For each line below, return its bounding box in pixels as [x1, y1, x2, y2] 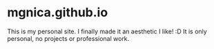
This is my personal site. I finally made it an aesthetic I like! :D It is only [7, 27, 207, 35]
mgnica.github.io [7, 5, 108, 20]
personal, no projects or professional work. [7, 34, 130, 42]
